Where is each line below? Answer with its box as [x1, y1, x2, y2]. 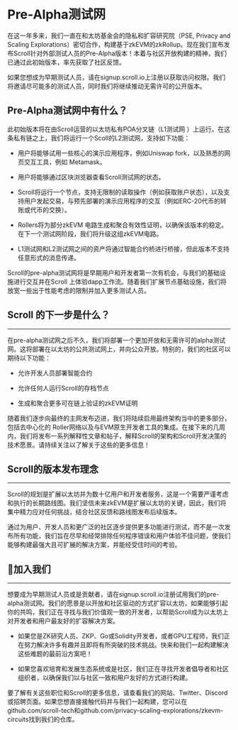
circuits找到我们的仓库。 [7, 715, 79, 724]
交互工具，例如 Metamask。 [23, 157, 106, 166]
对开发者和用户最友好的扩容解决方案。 [7, 616, 119, 625]
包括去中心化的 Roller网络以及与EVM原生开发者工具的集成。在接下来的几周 [7, 423, 226, 431]
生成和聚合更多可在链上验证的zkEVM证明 [17, 399, 138, 407]
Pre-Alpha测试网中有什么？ [7, 104, 128, 117]
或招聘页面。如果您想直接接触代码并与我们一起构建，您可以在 [7, 697, 188, 706]
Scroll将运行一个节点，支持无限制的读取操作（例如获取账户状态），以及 [17, 187, 224, 196]
